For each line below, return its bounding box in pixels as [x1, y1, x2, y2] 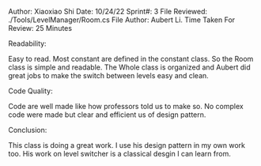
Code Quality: [8, 86, 53, 96]
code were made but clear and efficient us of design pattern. [8, 110, 206, 119]
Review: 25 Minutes [8, 24, 73, 32]
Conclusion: [8, 126, 47, 134]
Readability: [8, 39, 47, 48]
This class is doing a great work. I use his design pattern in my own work [8, 141, 245, 149]
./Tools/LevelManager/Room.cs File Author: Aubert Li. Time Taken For [8, 15, 236, 25]
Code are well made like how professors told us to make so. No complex [8, 102, 244, 111]
